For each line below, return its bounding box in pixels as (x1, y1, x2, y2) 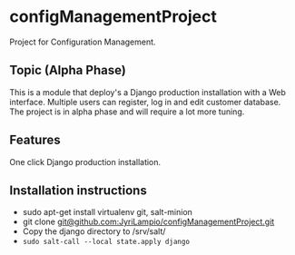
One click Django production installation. (9, 156, 162, 167)
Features (9, 132, 61, 148)
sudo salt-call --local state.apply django (22, 238, 191, 247)
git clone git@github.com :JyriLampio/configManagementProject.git (22, 216, 275, 228)
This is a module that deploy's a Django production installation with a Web (9, 86, 286, 97)
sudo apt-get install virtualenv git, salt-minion (22, 207, 193, 218)
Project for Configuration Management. (9, 36, 156, 47)
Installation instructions (9, 182, 147, 198)
